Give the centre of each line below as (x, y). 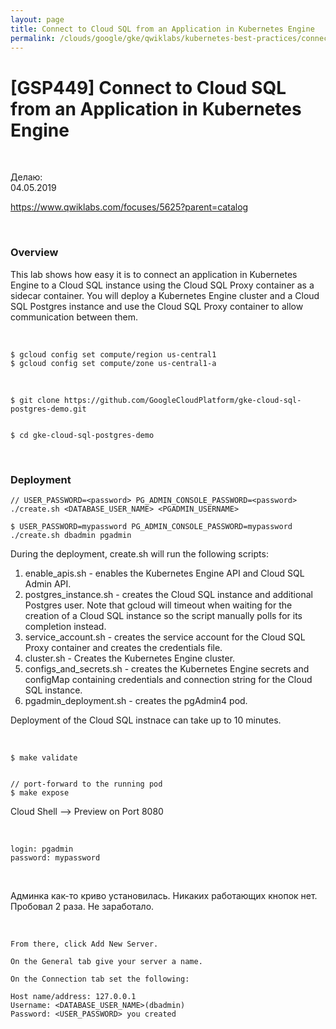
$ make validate (44, 757)
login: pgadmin (42, 849)
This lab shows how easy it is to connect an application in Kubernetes (154, 274)
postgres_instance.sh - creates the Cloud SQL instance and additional (168, 594)
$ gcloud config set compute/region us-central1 (113, 354)
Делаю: (26, 177)
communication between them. (74, 317)
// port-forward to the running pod (86, 784)
